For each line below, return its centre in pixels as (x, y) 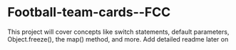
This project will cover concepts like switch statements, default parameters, (118, 32)
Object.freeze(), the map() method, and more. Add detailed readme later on (118, 39)
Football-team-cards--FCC (89, 12)
